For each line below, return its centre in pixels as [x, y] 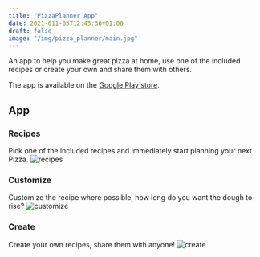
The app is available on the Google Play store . [84, 85]
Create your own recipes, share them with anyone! [91, 244]
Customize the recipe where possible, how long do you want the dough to [130, 198]
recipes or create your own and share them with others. [100, 70]
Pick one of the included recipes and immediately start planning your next [130, 150]
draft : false [30, 31]
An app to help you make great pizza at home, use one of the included [124, 61]
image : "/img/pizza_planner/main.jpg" [73, 38]
